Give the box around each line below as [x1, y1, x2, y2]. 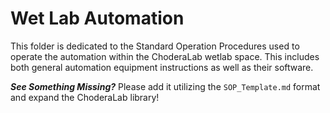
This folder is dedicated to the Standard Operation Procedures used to [10, 40, 300, 52]
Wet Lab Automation [10, 7, 185, 30]
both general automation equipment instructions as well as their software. [10, 61, 314, 73]
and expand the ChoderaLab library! [10, 91, 160, 103]
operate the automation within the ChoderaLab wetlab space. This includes [10, 50, 320, 62]
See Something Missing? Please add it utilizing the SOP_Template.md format [10, 80, 321, 92]
